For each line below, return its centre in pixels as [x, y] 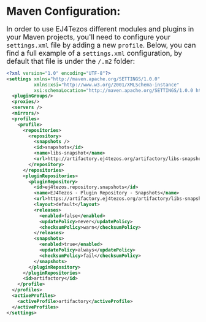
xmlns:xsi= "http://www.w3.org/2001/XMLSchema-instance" [106, 85]
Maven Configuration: [63, 11]
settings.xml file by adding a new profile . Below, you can [101, 45]
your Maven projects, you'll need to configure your [89, 37]
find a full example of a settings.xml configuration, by [94, 53]
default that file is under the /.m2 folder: [71, 61]
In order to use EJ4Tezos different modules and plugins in [100, 29]
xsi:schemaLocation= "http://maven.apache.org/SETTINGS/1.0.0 [113, 90]
